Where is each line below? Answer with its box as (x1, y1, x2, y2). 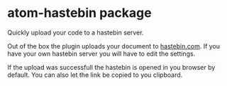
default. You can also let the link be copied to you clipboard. (7, 70, 183, 79)
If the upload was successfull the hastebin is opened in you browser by (7, 63, 216, 71)
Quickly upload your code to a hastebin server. (7, 28, 144, 37)
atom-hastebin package (7, 5, 152, 21)
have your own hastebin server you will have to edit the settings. (7, 49, 196, 58)
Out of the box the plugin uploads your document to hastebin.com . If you (7, 42, 221, 50)
